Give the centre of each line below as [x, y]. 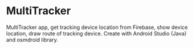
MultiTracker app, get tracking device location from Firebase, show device [97, 27]
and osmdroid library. [32, 40]
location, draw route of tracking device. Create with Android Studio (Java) [96, 33]
